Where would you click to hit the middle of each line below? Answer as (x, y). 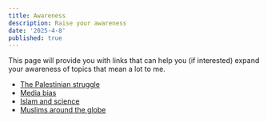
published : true (35, 38)
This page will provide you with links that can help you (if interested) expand (134, 61)
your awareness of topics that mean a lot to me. (87, 69)
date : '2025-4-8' (37, 30)
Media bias (38, 93)
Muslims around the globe (63, 110)
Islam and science (50, 101)
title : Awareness (37, 16)
